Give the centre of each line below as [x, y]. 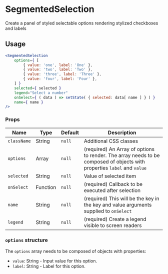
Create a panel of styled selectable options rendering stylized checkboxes [82, 23]
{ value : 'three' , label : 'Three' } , [62, 74]
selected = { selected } [38, 88]
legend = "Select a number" [41, 93]
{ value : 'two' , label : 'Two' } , [58, 69]
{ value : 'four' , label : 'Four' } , [60, 79]
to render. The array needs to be [122, 155]
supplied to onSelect [108, 211]
